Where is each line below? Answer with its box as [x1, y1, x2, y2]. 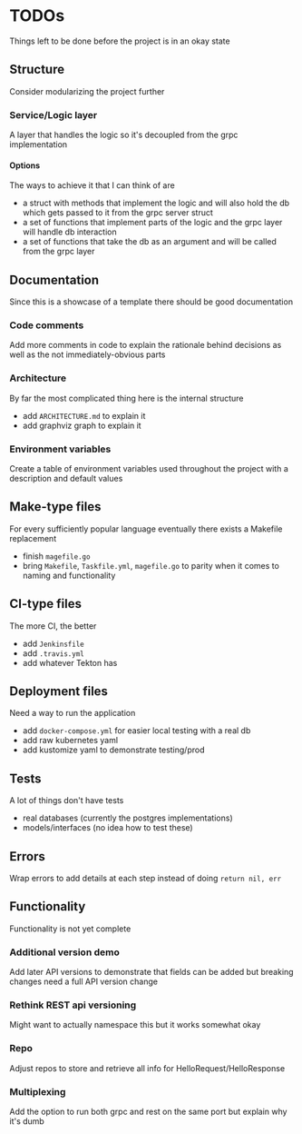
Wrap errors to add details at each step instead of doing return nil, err [9, 873, 282, 884]
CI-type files [9, 596, 82, 612]
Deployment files [9, 683, 109, 699]
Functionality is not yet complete [9, 923, 132, 934]
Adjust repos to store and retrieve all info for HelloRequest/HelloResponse [9, 1062, 286, 1073]
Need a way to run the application [9, 708, 136, 719]
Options [9, 160, 41, 171]
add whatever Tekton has [22, 657, 118, 668]
